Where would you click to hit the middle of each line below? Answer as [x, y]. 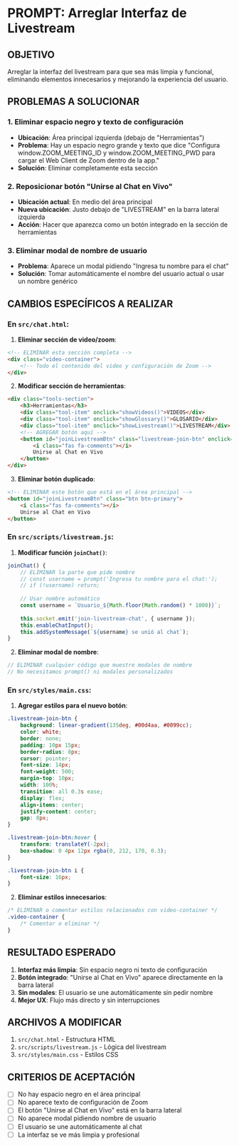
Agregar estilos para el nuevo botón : [73, 706]
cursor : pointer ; [46, 758]
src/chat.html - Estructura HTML [67, 1040]
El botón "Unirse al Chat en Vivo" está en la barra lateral [100, 1110]
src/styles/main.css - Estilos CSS [68, 1055]
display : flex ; [43, 798]
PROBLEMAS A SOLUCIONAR [74, 102]
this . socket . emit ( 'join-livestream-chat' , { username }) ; [108, 618]
